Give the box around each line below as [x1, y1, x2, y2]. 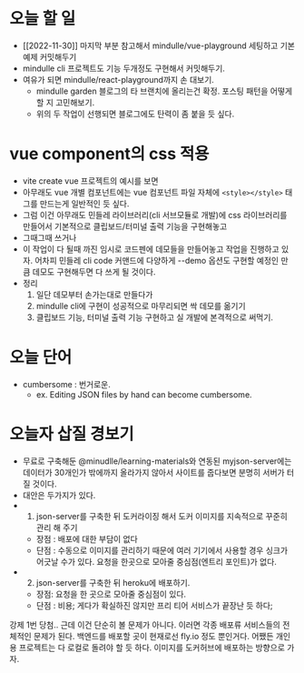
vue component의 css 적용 [9, 144, 210, 165]
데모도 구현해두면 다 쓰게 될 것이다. [32, 266, 156, 277]
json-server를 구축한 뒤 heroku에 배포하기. [35, 577, 191, 588]
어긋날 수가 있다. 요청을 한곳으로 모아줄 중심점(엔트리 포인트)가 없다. [35, 556, 277, 567]
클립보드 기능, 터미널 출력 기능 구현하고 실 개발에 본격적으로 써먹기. [35, 311, 274, 323]
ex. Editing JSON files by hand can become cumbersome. [35, 388, 252, 400]
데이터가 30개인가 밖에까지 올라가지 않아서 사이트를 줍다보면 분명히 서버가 [22, 467, 285, 477]
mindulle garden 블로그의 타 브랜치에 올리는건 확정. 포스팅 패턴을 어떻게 [35, 85, 293, 96]
